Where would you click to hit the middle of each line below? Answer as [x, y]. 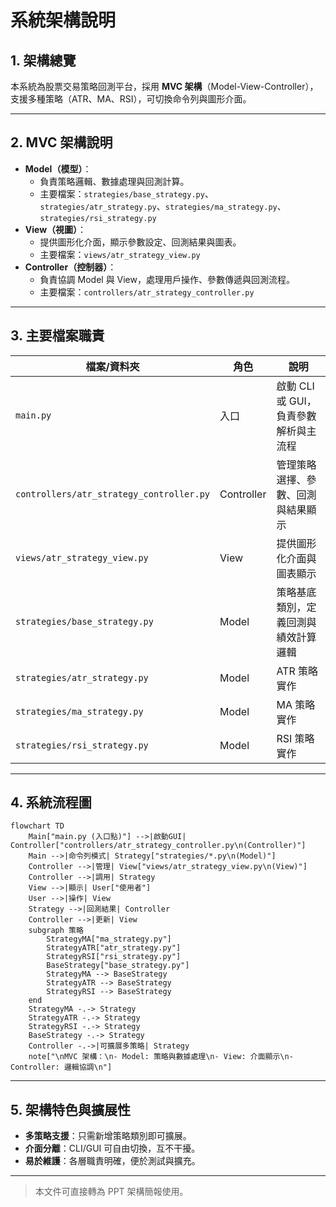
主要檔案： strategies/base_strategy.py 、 [126, 193]
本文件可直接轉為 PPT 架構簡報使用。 [111, 1192]
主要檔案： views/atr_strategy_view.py [120, 254]
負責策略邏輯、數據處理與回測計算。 [114, 181]
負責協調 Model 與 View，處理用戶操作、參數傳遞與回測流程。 [167, 279]
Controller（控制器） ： [70, 267]
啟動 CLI [295, 386]
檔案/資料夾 [112, 366]
